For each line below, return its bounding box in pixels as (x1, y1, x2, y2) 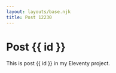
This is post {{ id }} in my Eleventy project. (6, 60, 111, 67)
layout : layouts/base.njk (6, 8, 71, 15)
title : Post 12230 (6, 14, 52, 20)
